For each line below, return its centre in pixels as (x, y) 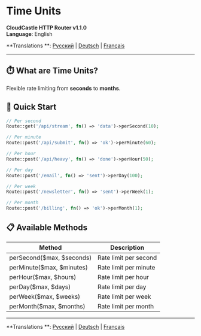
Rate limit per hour (124, 277)
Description (127, 247)
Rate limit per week (124, 296)
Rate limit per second (127, 258)
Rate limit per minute (127, 267)
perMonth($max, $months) (47, 306)
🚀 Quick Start (31, 107)
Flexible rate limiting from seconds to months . (63, 88)
